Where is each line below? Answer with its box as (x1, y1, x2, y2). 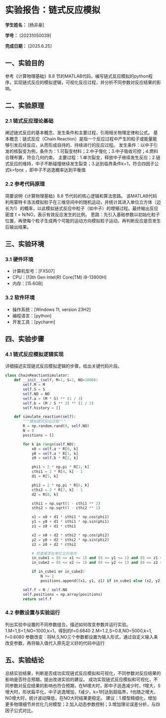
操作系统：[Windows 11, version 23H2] (12, 306, 91, 312)
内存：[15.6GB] (12, 281, 43, 287)
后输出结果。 (5, 224, 31, 230)
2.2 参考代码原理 (5, 181, 45, 188)
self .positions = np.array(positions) (23, 592, 103, 597)
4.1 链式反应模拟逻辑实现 (5, 351, 64, 358)
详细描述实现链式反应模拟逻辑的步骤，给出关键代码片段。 (5, 363, 122, 369)
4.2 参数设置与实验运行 (5, 609, 60, 616)
